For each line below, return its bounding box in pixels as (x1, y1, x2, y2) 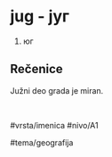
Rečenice (10, 62, 63, 77)
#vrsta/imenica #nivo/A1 (10, 120, 99, 130)
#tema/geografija (10, 136, 74, 148)
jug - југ (10, 6, 70, 27)
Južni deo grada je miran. (10, 85, 104, 95)
